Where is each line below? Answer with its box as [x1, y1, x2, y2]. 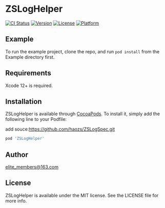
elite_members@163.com [5, 164, 59, 170]
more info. [5, 198, 27, 204]
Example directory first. [5, 54, 55, 60]
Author [5, 150, 28, 159]
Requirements [5, 69, 51, 77]
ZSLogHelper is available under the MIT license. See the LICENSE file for [5, 192, 159, 198]
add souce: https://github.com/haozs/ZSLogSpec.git [5, 126, 115, 132]
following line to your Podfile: [5, 116, 67, 122]
